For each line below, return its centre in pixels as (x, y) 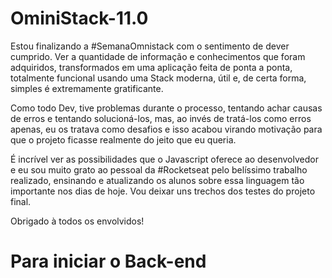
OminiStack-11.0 (79, 18)
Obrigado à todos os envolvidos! (77, 221)
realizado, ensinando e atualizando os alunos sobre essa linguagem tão (157, 180)
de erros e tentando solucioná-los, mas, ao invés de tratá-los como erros (161, 118)
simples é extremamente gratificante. (87, 88)
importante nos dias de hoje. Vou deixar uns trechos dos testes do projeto (163, 191)
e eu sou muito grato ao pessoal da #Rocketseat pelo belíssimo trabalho (159, 169)
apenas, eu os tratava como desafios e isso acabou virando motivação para (166, 129)
